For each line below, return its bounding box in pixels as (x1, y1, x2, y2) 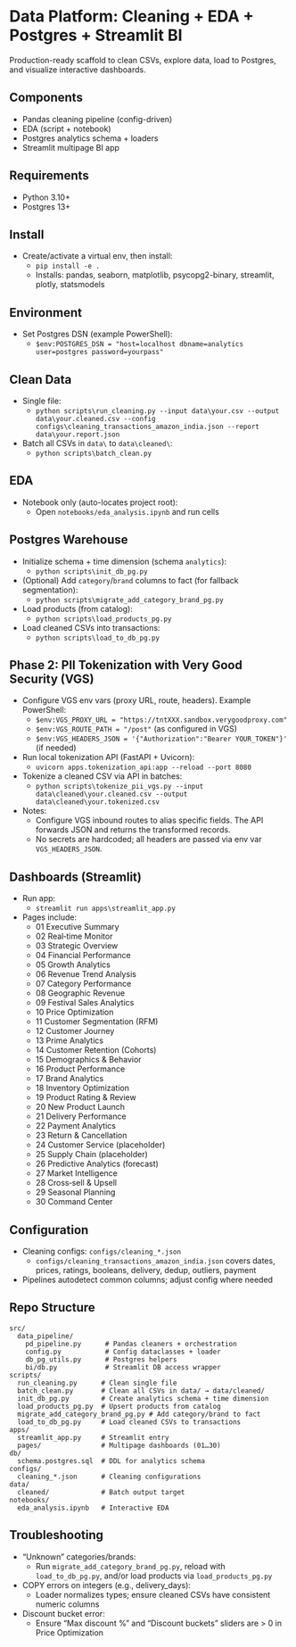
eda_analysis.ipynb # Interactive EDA (17, 1503, 169, 1512)
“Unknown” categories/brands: (21, 1551, 136, 1562)
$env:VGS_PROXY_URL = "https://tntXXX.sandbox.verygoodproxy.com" (35, 716, 288, 724)
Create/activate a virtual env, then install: (21, 251, 173, 261)
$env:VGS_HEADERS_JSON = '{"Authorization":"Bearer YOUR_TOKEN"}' (35, 734, 288, 744)
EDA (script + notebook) (21, 123, 111, 134)
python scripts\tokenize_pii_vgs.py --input (35, 782, 204, 791)
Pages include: (21, 912, 78, 923)
